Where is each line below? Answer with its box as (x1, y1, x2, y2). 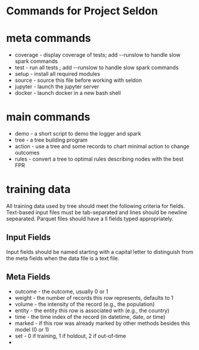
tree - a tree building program (14, 136, 88, 144)
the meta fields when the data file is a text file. (6, 254, 120, 262)
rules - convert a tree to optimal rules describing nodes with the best (14, 155, 184, 162)
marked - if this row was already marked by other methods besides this (14, 320, 191, 327)
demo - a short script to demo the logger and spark (14, 130, 141, 137)
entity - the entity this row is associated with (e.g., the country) (14, 306, 170, 314)
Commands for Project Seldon (6, 4, 158, 18)
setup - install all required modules (14, 70, 100, 78)
